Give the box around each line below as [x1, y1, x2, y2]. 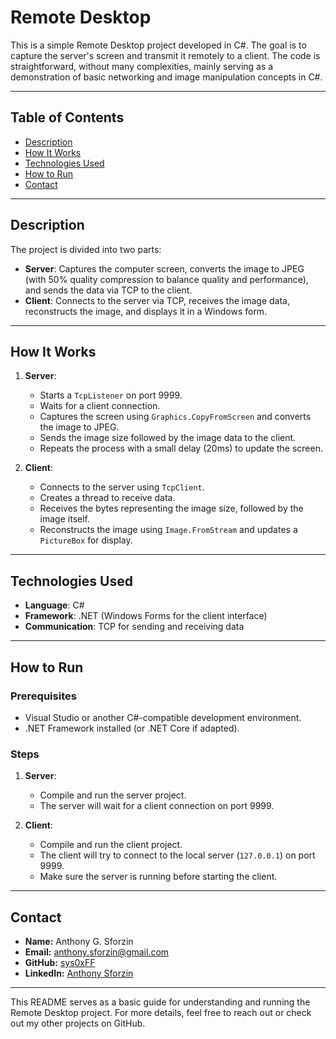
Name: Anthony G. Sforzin [24, 935, 134, 947]
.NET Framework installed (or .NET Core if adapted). [24, 722, 240, 734]
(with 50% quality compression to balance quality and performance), [24, 273, 309, 285]
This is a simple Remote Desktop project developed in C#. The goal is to [10, 39, 307, 51]
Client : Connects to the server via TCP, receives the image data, [24, 294, 290, 306]
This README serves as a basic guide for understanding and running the [10, 996, 311, 1008]
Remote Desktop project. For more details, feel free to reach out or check [10, 1006, 312, 1018]
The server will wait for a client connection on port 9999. [39, 800, 275, 812]
